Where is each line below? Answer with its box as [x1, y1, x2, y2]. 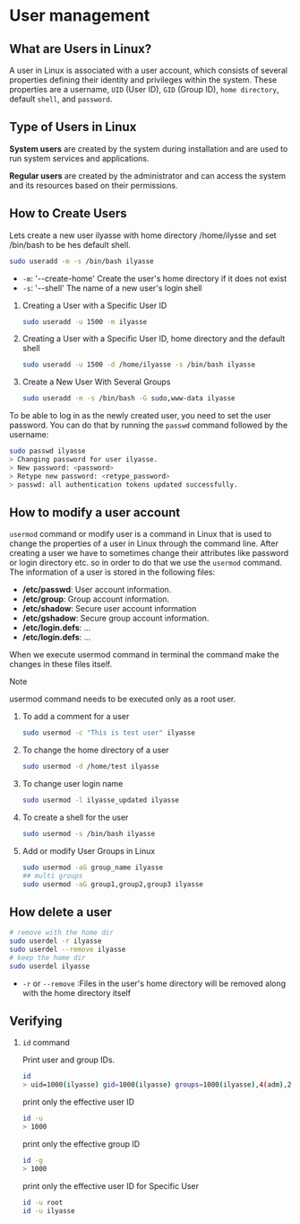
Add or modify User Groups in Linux [21, 845, 156, 856]
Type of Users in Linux [9, 119, 137, 135]
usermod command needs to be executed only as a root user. [9, 693, 236, 705]
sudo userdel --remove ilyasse [9, 945, 126, 954]
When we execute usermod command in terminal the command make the [9, 649, 279, 660]
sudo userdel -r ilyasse [9, 937, 102, 946]
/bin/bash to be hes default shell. [9, 239, 132, 250]
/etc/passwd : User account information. [21, 585, 172, 595]
